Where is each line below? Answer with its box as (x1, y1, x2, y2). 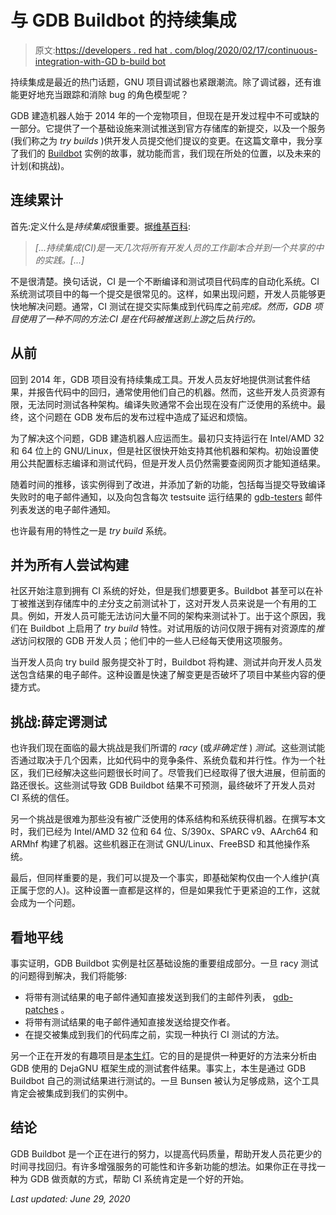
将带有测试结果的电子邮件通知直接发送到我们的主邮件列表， (24, 991, 271, 1003)
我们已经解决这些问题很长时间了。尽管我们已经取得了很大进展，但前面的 (27, 767, 326, 779)
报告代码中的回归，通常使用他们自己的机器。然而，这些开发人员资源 (36, 386, 317, 398)
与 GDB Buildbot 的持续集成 (10, 9, 237, 32)
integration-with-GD (34, 55, 118, 67)
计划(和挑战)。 (10, 159, 70, 171)
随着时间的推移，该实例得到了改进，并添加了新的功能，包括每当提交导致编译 (10, 478, 326, 490)
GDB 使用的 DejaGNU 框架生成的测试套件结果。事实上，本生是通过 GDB (10, 1062, 307, 1074)
